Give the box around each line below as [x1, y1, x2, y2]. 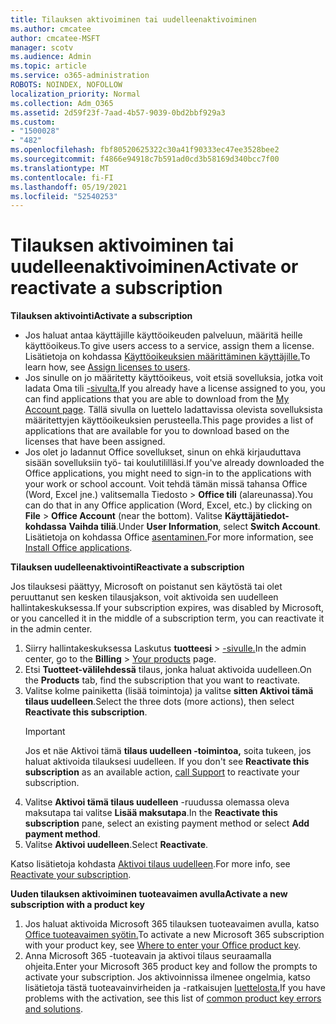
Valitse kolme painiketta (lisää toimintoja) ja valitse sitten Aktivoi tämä [24, 685, 314, 697]
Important [24, 726, 66, 738]
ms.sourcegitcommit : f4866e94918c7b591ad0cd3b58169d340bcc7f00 [10, 154, 280, 164]
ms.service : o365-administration [10, 71, 150, 81]
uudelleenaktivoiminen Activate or [10, 256, 299, 278]
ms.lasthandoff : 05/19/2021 [10, 182, 128, 192]
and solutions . [24, 1003, 83, 1015]
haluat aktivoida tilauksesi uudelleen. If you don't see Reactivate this [24, 756, 310, 768]
